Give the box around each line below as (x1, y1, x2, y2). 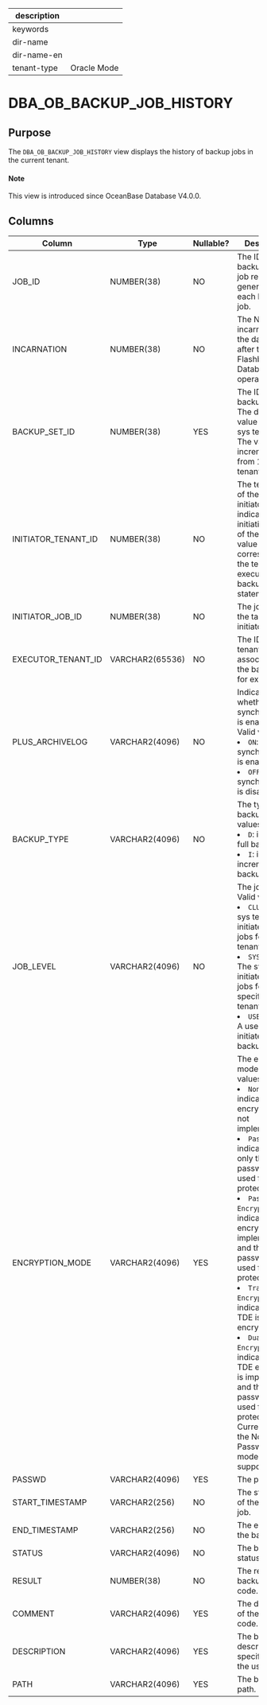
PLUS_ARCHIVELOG (12, 736, 88, 748)
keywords (12, 24, 49, 34)
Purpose (8, 126, 52, 139)
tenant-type (12, 63, 58, 73)
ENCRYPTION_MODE (12, 1257, 91, 1268)
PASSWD (12, 1474, 46, 1486)
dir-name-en (12, 49, 64, 60)
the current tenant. (8, 155, 70, 165)
